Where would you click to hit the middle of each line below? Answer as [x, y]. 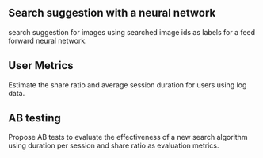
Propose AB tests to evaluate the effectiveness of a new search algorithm [128, 137]
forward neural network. [48, 40]
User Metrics [41, 66]
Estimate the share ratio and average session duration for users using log [128, 85]
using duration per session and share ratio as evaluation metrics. [114, 145]
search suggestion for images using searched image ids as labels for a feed [132, 32]
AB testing [35, 118]
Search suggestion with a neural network [112, 13]
